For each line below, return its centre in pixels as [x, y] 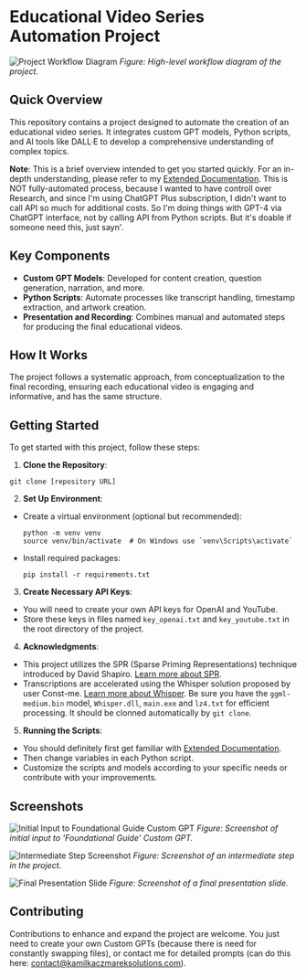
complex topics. [40, 151]
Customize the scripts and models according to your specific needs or [155, 768]
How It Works [49, 355]
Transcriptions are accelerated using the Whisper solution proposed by [156, 684]
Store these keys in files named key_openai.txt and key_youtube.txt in [156, 620]
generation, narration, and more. [84, 287]
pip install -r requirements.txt [86, 575]
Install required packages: [71, 558]
